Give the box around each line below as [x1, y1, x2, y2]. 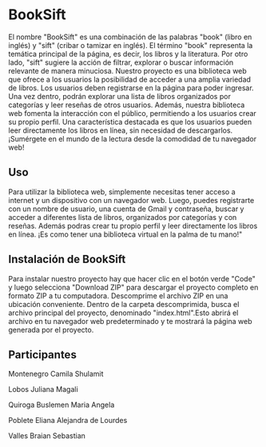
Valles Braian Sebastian [8, 431, 86, 441]
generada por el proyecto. [8, 325, 94, 334]
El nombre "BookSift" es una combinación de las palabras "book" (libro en [8, 32, 252, 42]
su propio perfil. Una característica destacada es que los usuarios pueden [8, 117, 252, 126]
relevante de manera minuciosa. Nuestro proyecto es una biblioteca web [8, 66, 248, 75]
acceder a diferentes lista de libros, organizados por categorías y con [8, 212, 237, 222]
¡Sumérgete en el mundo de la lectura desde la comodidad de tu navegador [8, 134, 257, 143]
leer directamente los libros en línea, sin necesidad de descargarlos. [8, 126, 233, 135]
